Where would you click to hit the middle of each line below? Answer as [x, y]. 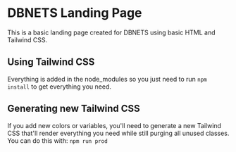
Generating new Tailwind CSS [74, 109]
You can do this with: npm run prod [57, 140]
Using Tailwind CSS [51, 62]
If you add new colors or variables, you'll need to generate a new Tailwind [114, 125]
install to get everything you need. [59, 87]
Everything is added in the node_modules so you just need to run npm [107, 79]
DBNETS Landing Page [75, 13]
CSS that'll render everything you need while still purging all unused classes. [118, 133]
